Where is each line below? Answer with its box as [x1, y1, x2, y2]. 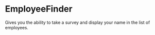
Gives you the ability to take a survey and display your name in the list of [5, 19, 150, 25]
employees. [5, 24, 28, 30]
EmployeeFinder [5, 3, 73, 15]
